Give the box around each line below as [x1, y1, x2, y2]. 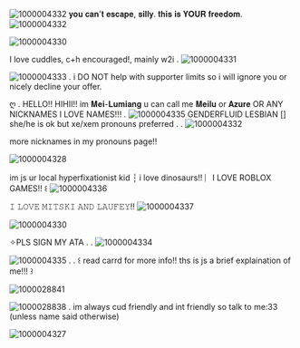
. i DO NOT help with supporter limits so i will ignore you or [68, 72, 287, 82]
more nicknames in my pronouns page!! [9, 136, 158, 147]
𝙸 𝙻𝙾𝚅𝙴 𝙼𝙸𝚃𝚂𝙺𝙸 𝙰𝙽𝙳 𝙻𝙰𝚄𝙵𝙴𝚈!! [9, 201, 136, 212]
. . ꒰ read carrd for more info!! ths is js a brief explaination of [68, 255, 292, 266]
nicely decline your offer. [9, 82, 102, 92]
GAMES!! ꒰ [9, 183, 48, 194]
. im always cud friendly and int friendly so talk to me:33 [68, 302, 278, 312]
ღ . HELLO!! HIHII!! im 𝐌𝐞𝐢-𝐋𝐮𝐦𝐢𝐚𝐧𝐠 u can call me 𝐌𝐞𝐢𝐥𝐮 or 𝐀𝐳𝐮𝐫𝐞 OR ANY [9, 99, 284, 109]
